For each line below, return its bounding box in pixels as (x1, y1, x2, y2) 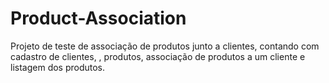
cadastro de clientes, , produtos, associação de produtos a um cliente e (10, 50, 306, 62)
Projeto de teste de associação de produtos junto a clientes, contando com (10, 40, 320, 52)
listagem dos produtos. (10, 61, 106, 73)
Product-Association (10, 7, 187, 30)
